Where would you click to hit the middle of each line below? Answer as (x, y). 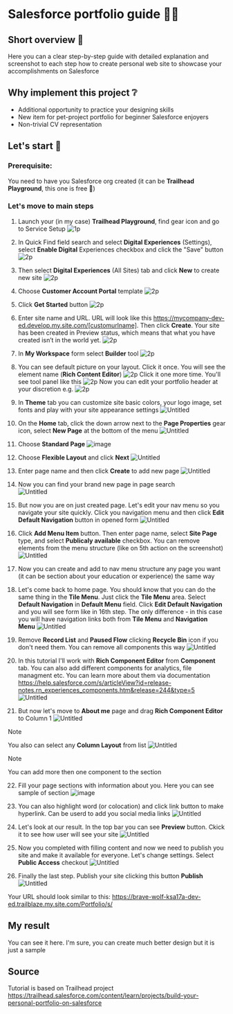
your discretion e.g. (46, 389)
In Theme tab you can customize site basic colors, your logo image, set (120, 402)
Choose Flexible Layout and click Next (74, 457)
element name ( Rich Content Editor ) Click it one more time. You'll (119, 374)
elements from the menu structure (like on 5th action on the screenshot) (121, 548)
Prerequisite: (30, 166)
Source (24, 972)
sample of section (44, 792)
